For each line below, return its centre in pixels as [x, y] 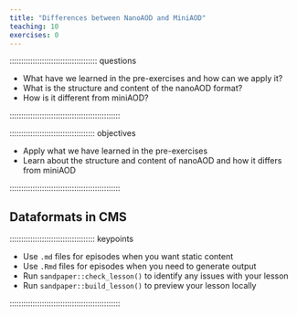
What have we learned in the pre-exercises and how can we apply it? [153, 79]
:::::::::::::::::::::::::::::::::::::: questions [73, 61]
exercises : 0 [34, 35]
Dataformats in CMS [69, 217]
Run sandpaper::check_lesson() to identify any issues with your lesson [156, 276]
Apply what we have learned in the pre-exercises [115, 151]
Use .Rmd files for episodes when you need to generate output [139, 267]
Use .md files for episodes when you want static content [128, 257]
